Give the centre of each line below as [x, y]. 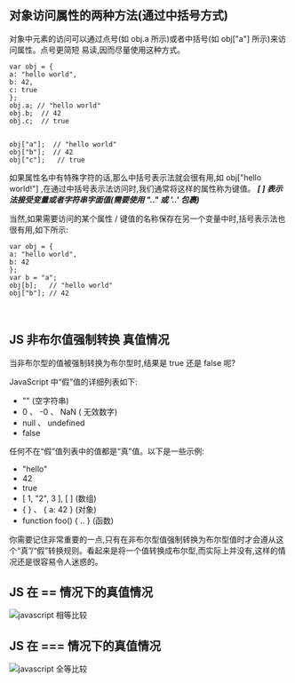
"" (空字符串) [45, 401]
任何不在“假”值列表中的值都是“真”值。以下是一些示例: [107, 451]
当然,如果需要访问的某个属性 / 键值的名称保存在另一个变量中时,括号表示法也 [147, 218]
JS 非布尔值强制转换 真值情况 [89, 340]
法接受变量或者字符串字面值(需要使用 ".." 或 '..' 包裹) [104, 199]
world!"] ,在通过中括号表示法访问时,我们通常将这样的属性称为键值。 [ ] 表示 [146, 188]
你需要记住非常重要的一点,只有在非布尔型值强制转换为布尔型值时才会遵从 [143, 539]
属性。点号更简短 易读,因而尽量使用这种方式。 [100, 50]
